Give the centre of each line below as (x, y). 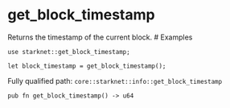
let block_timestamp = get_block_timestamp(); (87, 66)
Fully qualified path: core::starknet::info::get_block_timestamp (115, 81)
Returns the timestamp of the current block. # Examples (100, 37)
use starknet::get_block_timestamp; (69, 52)
